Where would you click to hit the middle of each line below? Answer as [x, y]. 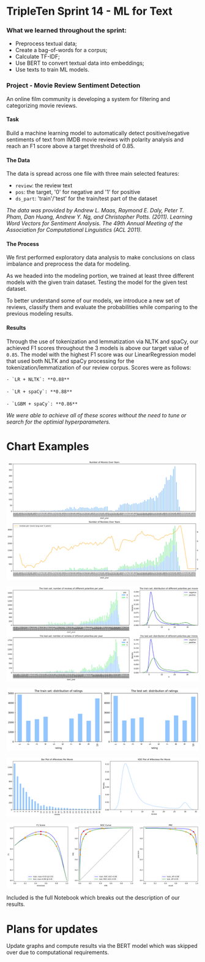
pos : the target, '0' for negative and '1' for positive [78, 192]
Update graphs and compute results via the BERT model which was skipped [102, 946]
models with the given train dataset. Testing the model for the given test [97, 282]
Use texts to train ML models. [52, 70]
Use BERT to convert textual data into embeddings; [80, 63]
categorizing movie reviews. [42, 105]
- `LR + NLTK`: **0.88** [38, 379]
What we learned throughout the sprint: [66, 31]
